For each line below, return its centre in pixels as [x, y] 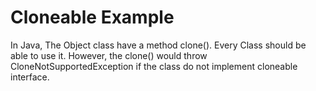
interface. [30, 77]
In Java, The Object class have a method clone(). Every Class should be [158, 45]
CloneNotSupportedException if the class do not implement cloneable [154, 66]
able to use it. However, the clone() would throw [109, 55]
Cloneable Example [92, 17]
